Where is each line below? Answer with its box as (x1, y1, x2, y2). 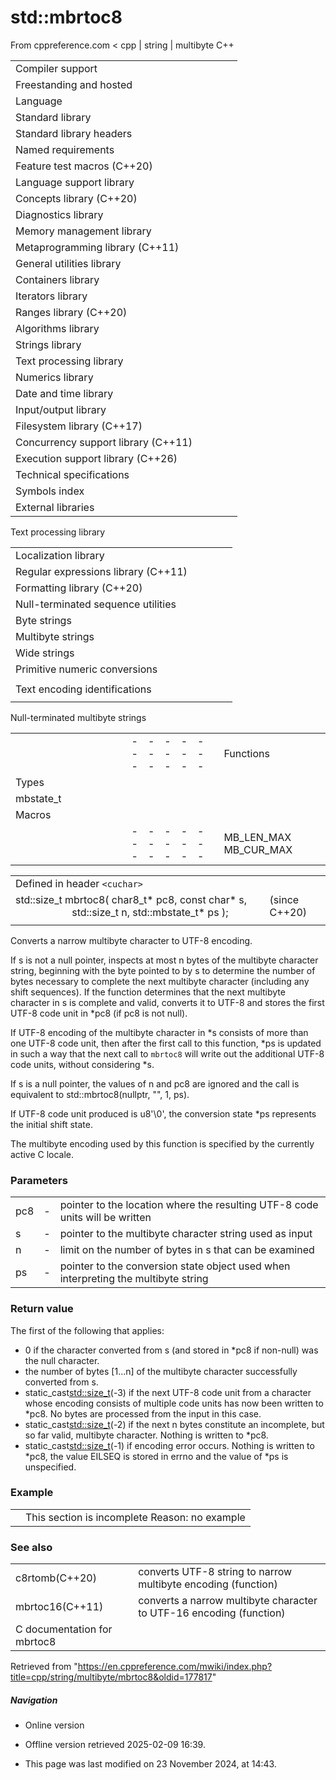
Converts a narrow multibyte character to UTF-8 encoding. (10, 934, 253, 946)
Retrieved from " (10, 1661, 78, 1673)
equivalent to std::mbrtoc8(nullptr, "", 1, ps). (10, 1088, 190, 1100)
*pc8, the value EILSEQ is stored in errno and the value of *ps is (24, 1450, 289, 1462)
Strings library (15, 337, 82, 351)
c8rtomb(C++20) (15, 1571, 97, 1585)
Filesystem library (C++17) (15, 419, 143, 433)
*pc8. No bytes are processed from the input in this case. (24, 1407, 262, 1420)
